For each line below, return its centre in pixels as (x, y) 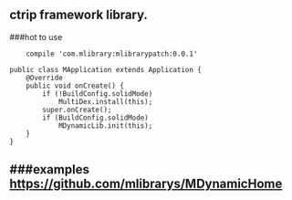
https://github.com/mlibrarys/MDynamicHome (146, 184)
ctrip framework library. (79, 15)
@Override (45, 78)
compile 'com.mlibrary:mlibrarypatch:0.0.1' (112, 54)
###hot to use (36, 37)
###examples (49, 169)
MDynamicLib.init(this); (105, 126)
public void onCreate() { (75, 86)
